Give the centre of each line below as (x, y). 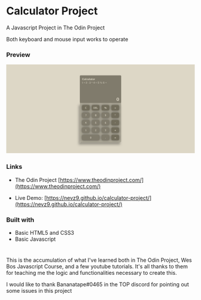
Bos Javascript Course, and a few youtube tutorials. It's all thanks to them (97, 266)
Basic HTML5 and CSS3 (45, 233)
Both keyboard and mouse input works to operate (67, 39)
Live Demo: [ (31, 198)
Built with (20, 220)
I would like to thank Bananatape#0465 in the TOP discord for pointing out (98, 284)
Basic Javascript (35, 239)
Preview (18, 54)
